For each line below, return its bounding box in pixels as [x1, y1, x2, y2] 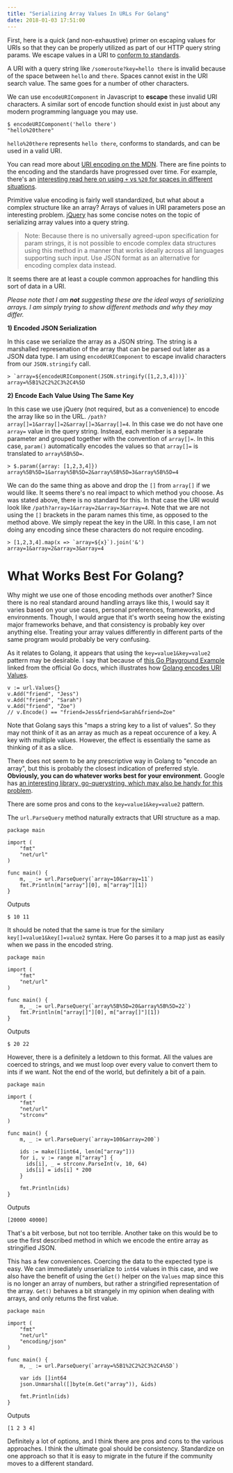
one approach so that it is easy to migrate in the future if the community [7, 1452, 214, 1460]
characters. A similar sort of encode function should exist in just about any [7, 100, 220, 108]
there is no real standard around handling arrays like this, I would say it [7, 599, 210, 607]
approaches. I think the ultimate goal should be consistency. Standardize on [7, 1444, 225, 1453]
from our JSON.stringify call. [7, 360, 91, 368]
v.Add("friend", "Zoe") [7, 703, 77, 710]
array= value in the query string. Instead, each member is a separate [7, 426, 204, 435]
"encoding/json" [19, 1339, 67, 1345]
